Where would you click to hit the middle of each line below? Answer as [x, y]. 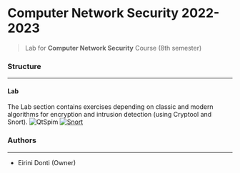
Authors [22, 140]
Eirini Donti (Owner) [47, 162]
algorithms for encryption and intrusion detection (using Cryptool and [110, 115]
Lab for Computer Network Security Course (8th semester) [113, 48]
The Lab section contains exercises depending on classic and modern [110, 107]
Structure [24, 66]
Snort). [17, 122]
